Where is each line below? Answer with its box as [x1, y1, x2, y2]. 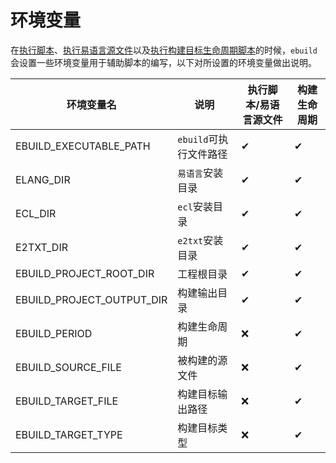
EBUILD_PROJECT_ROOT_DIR [15, 266, 155, 280]
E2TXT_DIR [15, 240, 68, 254]
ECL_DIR [15, 206, 57, 220]
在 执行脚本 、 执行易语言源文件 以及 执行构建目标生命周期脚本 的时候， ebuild [10, 44, 318, 56]
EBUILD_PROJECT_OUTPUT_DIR [15, 292, 168, 306]
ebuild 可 [177, 132, 219, 146]
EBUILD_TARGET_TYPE [15, 427, 123, 441]
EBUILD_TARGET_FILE [15, 394, 119, 408]
